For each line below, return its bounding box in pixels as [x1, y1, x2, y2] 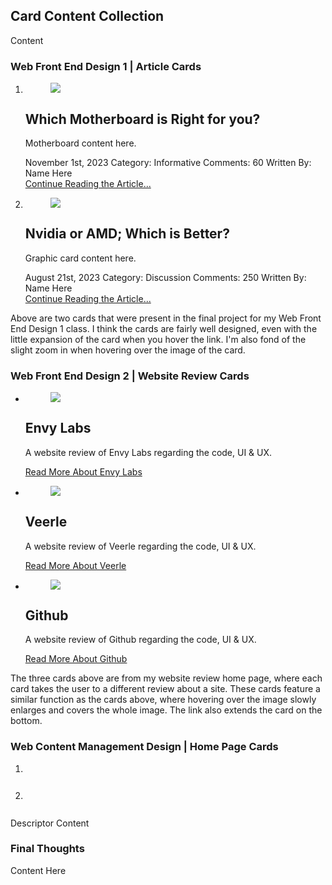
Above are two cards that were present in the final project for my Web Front [10, 312, 322, 324]
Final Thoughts [10, 842, 85, 856]
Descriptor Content [10, 817, 90, 829]
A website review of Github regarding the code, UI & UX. [24, 634, 257, 646]
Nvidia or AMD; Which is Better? [24, 225, 230, 243]
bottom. [10, 715, 43, 727]
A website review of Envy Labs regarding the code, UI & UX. [24, 446, 273, 458]
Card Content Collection [10, 8, 165, 25]
